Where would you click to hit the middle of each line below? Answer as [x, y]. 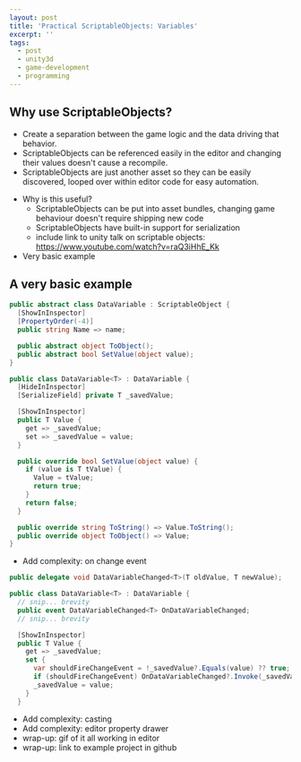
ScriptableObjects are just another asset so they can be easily [137, 172]
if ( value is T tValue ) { [74, 470]
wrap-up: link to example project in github [99, 747]
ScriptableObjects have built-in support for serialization [138, 227]
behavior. [39, 143]
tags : [19, 43]
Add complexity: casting [67, 719]
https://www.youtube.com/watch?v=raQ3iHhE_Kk [127, 247]
